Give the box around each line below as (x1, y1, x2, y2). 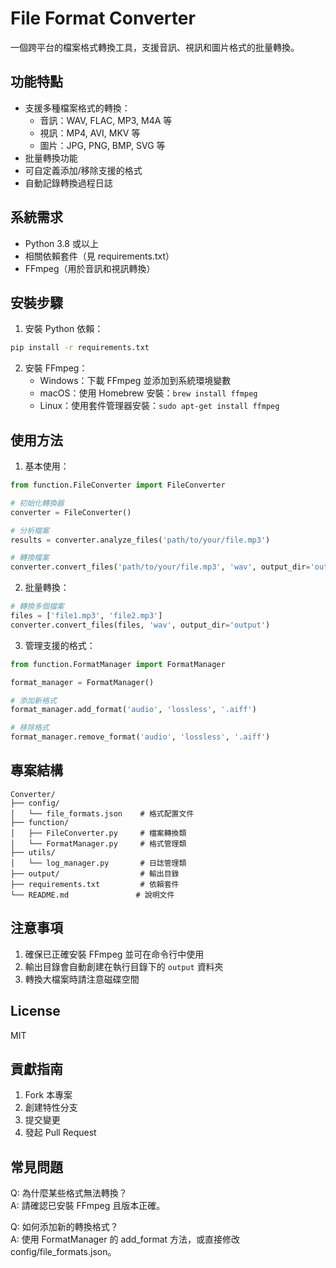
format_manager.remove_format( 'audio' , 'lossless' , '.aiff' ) (10, 732, 271, 742)
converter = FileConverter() (10, 507, 132, 517)
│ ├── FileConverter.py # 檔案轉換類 (10, 828, 187, 838)
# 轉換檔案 (10, 553, 50, 563)
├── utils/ (10, 847, 56, 857)
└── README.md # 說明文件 (10, 890, 175, 900)
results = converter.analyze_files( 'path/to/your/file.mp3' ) (10, 535, 271, 545)
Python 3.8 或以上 (24, 237, 99, 249)
